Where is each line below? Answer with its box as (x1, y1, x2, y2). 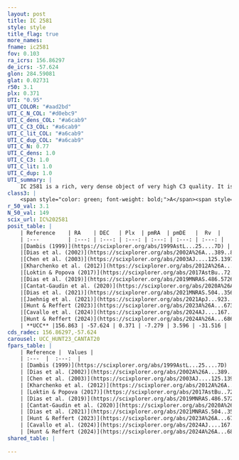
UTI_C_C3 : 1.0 (7, 156, 50, 164)
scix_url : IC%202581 (7, 216, 69, 223)
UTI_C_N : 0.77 (7, 143, 50, 150)
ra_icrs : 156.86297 (7, 57, 65, 64)
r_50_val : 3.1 (7, 203, 50, 210)
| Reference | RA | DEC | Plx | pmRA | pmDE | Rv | (20, 229, 221, 236)
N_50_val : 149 (7, 210, 50, 217)
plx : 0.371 (7, 90, 40, 97)
